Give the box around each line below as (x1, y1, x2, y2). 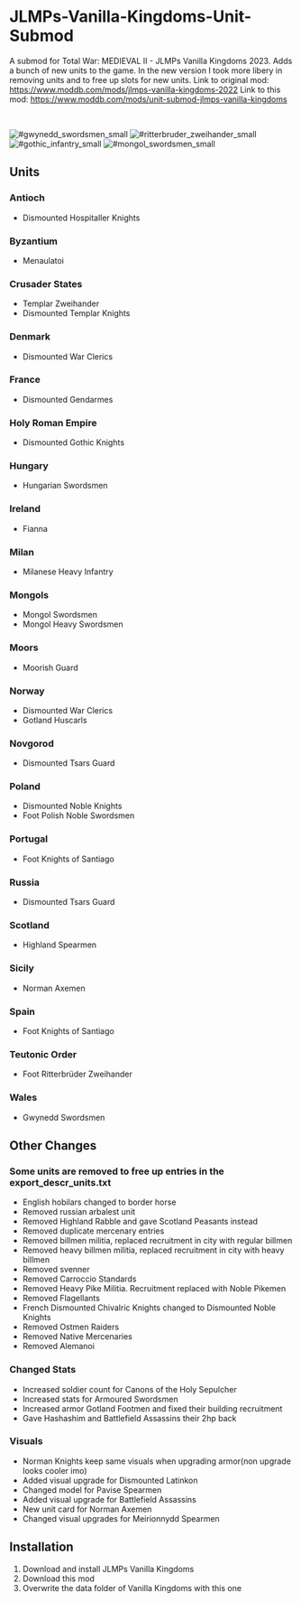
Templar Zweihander (22, 298, 100, 309)
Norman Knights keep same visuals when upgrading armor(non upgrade (22, 1456, 291, 1467)
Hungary (9, 460, 50, 472)
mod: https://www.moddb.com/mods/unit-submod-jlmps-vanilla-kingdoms (9, 93, 287, 105)
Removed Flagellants (22, 1293, 101, 1304)
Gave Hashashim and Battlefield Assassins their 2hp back (22, 1412, 237, 1423)
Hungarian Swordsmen (22, 480, 108, 491)
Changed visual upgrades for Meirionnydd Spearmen (22, 1513, 221, 1523)
